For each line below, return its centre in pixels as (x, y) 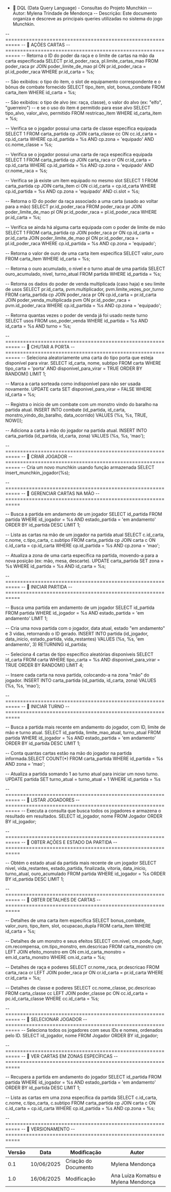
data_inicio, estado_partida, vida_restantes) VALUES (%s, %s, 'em (75, 639)
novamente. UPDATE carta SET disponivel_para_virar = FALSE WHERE (79, 389)
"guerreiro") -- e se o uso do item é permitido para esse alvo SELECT (78, 108)
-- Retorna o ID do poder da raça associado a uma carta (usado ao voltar (82, 201)
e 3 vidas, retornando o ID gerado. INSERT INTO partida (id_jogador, (77, 634)
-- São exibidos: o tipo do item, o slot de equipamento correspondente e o (83, 82)
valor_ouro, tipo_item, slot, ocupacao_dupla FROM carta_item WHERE (78, 926)
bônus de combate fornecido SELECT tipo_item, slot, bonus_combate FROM (85, 87)
